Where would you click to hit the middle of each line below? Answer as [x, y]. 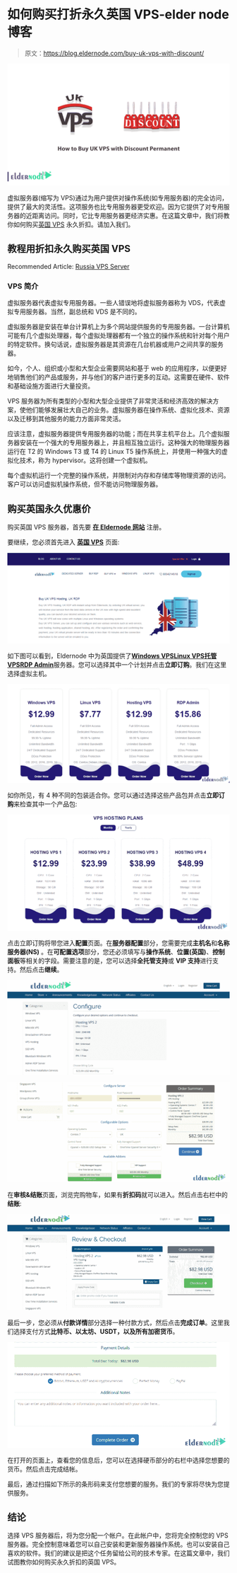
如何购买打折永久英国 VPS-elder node [118, 15]
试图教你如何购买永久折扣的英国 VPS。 [64, 1562]
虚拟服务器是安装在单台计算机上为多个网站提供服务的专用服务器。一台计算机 [119, 327]
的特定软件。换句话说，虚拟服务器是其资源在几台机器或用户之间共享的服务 [115, 345]
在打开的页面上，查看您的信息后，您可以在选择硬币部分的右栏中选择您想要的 [119, 1460]
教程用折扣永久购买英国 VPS [69, 249]
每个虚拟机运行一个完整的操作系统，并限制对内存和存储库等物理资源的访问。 [119, 476]
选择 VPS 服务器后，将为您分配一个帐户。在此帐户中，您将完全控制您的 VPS [118, 1535]
